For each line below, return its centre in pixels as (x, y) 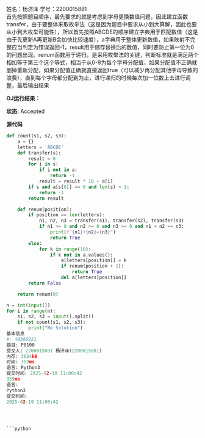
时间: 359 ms (20, 362)
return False (45, 283)
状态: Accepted (26, 111)
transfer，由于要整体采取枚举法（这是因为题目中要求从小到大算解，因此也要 (102, 24)
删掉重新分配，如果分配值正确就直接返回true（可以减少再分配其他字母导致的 (102, 70)
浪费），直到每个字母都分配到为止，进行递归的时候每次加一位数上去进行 (96, 78)
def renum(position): (45, 210)
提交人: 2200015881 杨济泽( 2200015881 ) (54, 351)
